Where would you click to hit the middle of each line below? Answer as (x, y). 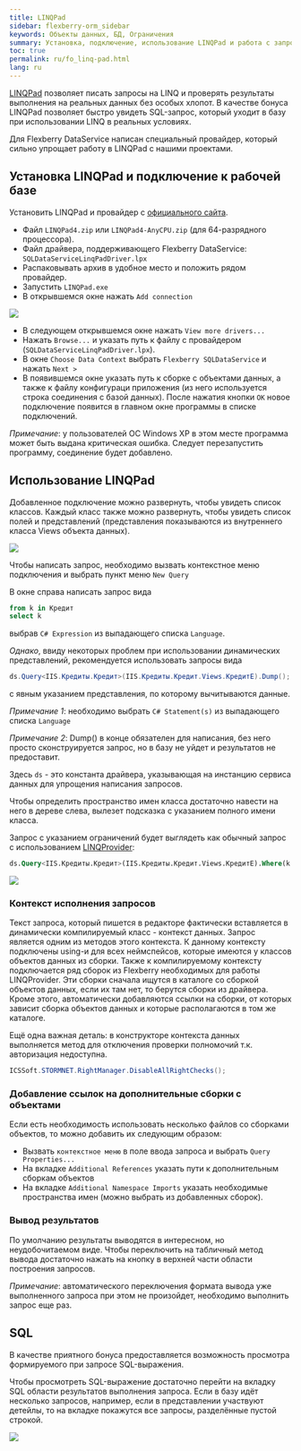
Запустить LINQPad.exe (65, 287)
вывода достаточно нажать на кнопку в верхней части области (131, 1258)
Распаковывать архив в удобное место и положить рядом (134, 267)
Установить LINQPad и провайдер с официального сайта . (119, 212)
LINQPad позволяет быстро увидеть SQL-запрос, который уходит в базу (148, 112)
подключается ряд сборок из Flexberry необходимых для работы (135, 970)
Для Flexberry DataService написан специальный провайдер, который (143, 139)
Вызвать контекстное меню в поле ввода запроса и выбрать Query (146, 1151)
